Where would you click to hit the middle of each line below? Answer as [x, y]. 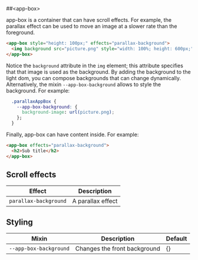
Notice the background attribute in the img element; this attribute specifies [95, 65]
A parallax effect [95, 201]
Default [176, 239]
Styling [20, 222]
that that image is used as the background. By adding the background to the [98, 72]
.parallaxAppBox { [34, 101]
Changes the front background [118, 249]
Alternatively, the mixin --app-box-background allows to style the [83, 84]
